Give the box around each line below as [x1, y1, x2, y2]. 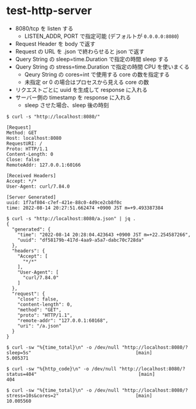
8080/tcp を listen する [15, 25, 74, 32]
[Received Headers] [6, 172, 57, 178]
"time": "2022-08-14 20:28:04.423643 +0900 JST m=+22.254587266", [17, 231, 191, 238]
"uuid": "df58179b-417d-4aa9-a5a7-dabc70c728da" [17, 237, 144, 243]
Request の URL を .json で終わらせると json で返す [15, 47, 145, 55]
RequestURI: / [6, 140, 43, 147]
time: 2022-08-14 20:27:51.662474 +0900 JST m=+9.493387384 [6, 205, 164, 211]
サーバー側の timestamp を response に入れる [15, 93, 131, 101]
